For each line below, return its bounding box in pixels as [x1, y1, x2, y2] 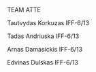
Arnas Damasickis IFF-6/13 [7, 46, 83, 53]
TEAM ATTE [7, 6, 41, 14]
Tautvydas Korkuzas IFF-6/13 [7, 19, 90, 26]
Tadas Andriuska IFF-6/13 [7, 32, 80, 40]
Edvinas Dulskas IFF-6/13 [7, 58, 78, 67]
